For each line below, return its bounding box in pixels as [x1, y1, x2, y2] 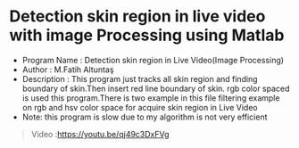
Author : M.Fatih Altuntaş [21, 64, 114, 75]
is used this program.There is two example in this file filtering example [21, 92, 280, 103]
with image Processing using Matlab [9, 25, 285, 45]
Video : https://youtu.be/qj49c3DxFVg [30, 128, 170, 139]
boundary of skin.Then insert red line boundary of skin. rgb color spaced [21, 83, 290, 94]
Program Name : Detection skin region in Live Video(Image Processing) [21, 54, 284, 65]
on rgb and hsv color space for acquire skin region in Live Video [21, 102, 258, 112]
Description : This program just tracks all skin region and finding [21, 73, 258, 84]
